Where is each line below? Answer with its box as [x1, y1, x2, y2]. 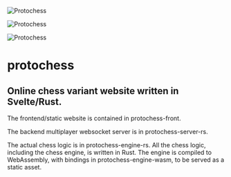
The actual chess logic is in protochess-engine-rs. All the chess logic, [7, 141, 206, 149]
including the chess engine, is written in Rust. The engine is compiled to [7, 149, 212, 156]
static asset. [7, 163, 42, 171]
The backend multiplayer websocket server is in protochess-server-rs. [7, 128, 209, 136]
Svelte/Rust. [7, 95, 62, 107]
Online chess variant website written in [7, 85, 179, 97]
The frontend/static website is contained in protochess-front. [7, 114, 181, 122]
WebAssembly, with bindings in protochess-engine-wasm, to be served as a [7, 156, 225, 164]
